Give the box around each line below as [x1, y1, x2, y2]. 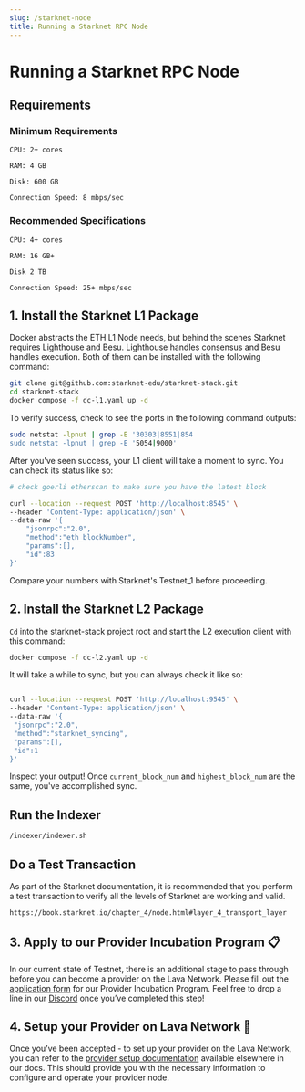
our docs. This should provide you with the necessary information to [9, 1063, 266, 1074]
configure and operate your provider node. [9, 1072, 170, 1083]
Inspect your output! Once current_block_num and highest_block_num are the [9, 771, 296, 782]
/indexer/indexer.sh [9, 832, 88, 841]
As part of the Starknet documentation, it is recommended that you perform [9, 880, 293, 891]
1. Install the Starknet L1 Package [9, 308, 198, 324]
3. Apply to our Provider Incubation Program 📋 [9, 935, 280, 950]
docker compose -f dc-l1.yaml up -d [9, 396, 148, 405]
